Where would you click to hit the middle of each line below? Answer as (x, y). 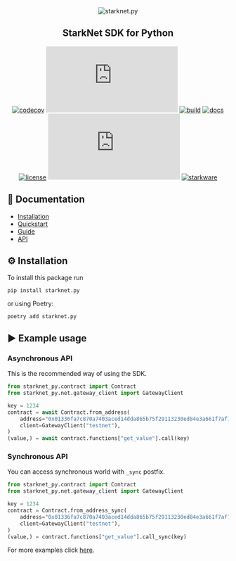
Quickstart (32, 224)
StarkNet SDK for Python (118, 33)
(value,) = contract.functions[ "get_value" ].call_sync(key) (97, 537)
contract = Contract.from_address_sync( (67, 511)
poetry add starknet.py (42, 317)
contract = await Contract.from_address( (69, 412)
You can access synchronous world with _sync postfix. (86, 472)
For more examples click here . (51, 550)
